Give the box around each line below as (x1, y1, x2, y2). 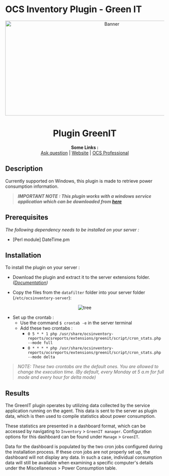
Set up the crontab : (12, 314, 54, 321)
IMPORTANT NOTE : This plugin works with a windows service (17, 193, 151, 199)
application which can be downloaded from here (17, 199, 122, 205)
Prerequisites (5, 213, 48, 222)
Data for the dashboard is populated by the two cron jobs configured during (5, 444, 163, 450)
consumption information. (5, 183, 59, 189)
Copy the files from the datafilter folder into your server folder (12, 290, 145, 296)
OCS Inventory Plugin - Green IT (5, 4, 142, 15)
